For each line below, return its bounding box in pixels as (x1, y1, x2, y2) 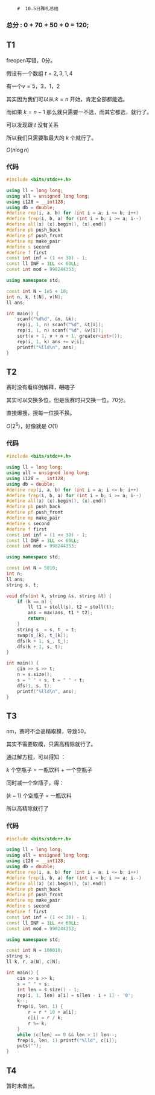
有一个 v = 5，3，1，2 (6, 82, 60, 90)
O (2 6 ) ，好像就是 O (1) (6, 421, 59, 429)
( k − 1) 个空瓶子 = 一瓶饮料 (6, 792, 72, 799)
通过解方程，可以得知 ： (6, 754, 66, 761)
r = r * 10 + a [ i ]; (28, 1009, 77, 1016)
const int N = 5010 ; (6, 565, 59, 571)
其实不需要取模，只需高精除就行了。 (6, 740, 96, 748)
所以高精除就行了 (6, 805, 49, 812)
